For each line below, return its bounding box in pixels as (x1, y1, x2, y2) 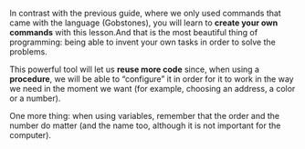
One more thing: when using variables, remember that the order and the (9, 111, 280, 121)
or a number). (9, 93, 61, 104)
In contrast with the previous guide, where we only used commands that (9, 8, 281, 18)
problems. (9, 46, 47, 57)
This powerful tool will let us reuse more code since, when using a (9, 64, 260, 74)
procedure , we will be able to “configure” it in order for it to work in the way (9, 74, 294, 84)
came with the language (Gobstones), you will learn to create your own (9, 17, 279, 28)
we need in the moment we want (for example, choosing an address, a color (9, 84, 296, 94)
